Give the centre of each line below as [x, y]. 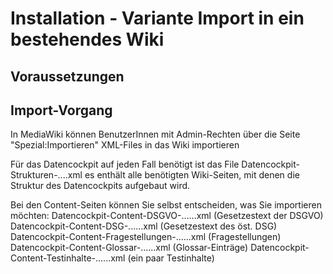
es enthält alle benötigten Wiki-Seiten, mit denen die [192, 175]
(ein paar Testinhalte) [171, 258]
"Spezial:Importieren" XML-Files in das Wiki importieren [125, 145]
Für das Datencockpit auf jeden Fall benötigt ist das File [125, 164]
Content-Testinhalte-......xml [68, 258]
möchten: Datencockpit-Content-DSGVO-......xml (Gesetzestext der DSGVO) [167, 216]
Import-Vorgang [61, 110]
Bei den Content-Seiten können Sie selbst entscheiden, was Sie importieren [166, 205]
